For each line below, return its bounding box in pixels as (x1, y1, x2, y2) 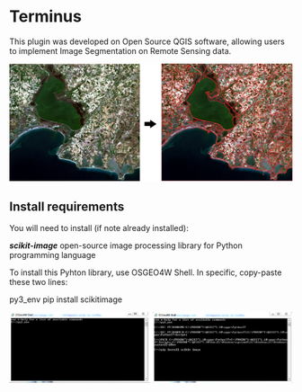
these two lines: (9, 276, 68, 287)
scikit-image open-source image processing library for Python (9, 240, 243, 251)
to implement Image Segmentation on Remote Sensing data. (9, 45, 232, 56)
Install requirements (9, 199, 125, 214)
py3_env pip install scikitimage (9, 294, 123, 305)
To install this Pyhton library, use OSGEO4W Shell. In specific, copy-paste (9, 267, 282, 278)
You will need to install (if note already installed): (9, 222, 189, 233)
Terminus (9, 6, 83, 27)
